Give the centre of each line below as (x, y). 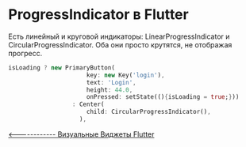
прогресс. (25, 53)
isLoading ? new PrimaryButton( (61, 68)
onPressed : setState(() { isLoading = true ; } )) (163, 97)
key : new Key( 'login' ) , (125, 75)
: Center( (88, 104)
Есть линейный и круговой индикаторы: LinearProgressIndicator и (119, 36)
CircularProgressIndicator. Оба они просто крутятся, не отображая (120, 44)
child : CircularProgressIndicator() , (149, 112)
